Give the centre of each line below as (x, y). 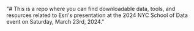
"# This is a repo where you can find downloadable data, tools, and (91, 9)
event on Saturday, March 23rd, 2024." (55, 22)
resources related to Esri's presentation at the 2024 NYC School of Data (97, 15)
